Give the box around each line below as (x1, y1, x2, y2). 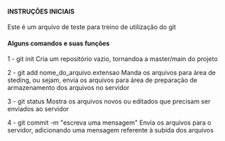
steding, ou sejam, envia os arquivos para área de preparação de (7, 76, 197, 84)
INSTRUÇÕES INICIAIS (7, 7, 75, 16)
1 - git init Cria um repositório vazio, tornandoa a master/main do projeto (7, 55, 218, 63)
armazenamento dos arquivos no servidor (7, 84, 130, 92)
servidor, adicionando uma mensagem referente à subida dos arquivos (7, 126, 214, 135)
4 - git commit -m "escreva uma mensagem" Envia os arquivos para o (7, 118, 212, 127)
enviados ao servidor (7, 105, 70, 113)
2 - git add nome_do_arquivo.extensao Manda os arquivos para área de (7, 69, 216, 77)
